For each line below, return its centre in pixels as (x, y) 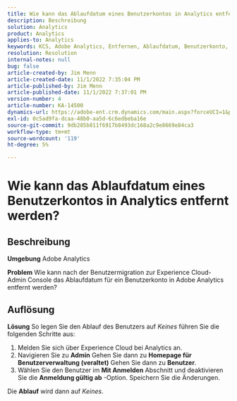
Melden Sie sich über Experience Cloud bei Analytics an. (100, 347)
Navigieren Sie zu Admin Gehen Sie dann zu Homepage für (104, 355)
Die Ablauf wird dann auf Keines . (55, 391)
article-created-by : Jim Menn (52, 73)
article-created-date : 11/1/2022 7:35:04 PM (74, 79)
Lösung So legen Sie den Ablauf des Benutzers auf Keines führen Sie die (114, 326)
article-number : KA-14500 (45, 106)
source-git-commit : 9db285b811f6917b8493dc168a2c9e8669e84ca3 (101, 125)
